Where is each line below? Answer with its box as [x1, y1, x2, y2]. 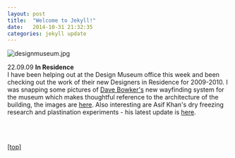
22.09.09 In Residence [7, 63, 74, 71]
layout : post [7, 10, 46, 18]
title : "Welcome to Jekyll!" [7, 17, 97, 24]
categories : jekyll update [7, 30, 87, 37]
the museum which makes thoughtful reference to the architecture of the [7, 93, 219, 102]
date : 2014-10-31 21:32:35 [7, 23, 93, 30]
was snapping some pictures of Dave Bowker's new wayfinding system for [7, 85, 224, 94]
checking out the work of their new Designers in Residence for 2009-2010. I [7, 78, 228, 87]
